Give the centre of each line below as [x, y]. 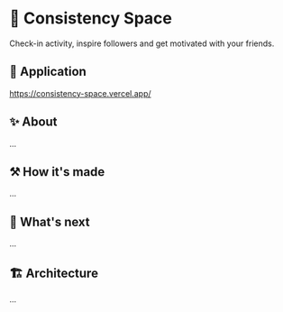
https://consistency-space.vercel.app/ [80, 93]
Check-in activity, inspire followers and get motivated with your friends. [142, 43]
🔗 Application [48, 72]
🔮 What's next [50, 221]
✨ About [33, 122]
